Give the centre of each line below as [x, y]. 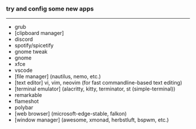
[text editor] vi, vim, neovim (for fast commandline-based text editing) [98, 83]
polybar [24, 107]
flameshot [27, 102]
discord [24, 39]
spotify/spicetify [34, 46]
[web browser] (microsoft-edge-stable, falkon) [71, 114]
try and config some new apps [50, 9]
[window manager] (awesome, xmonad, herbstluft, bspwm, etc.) [92, 120]
